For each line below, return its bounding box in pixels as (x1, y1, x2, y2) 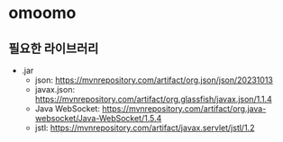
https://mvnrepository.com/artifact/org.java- (102, 103, 267, 114)
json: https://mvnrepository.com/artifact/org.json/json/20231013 (34, 75, 274, 85)
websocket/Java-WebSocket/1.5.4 (34, 113, 162, 123)
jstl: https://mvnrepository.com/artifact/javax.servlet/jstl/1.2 (34, 122, 255, 133)
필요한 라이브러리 (8, 40, 99, 56)
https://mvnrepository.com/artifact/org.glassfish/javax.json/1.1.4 (34, 93, 272, 104)
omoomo (8, 3, 77, 23)
